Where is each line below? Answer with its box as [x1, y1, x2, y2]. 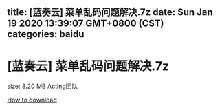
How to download [7, 96, 57, 104]
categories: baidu [7, 28, 85, 40]
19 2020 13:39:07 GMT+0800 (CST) [7, 18, 164, 30]
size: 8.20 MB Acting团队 [7, 82, 78, 91]
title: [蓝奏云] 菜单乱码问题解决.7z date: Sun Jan [7, 6, 213, 19]
